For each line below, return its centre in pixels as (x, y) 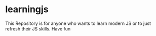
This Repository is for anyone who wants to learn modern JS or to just (78, 23)
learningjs (27, 9)
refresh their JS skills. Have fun (38, 28)
